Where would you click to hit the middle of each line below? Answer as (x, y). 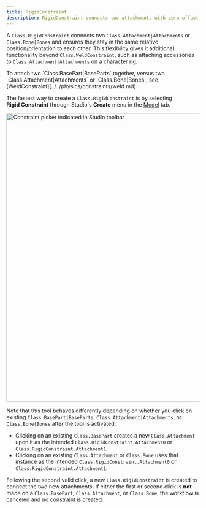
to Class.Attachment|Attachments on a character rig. (72, 61)
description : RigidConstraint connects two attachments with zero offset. (104, 18)
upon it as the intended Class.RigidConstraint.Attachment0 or (94, 442)
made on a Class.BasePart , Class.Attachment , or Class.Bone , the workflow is (103, 493)
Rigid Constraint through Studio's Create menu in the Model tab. (88, 104)
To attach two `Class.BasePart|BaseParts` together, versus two (86, 73)
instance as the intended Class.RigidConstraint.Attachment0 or (96, 461)
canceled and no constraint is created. (55, 499)
